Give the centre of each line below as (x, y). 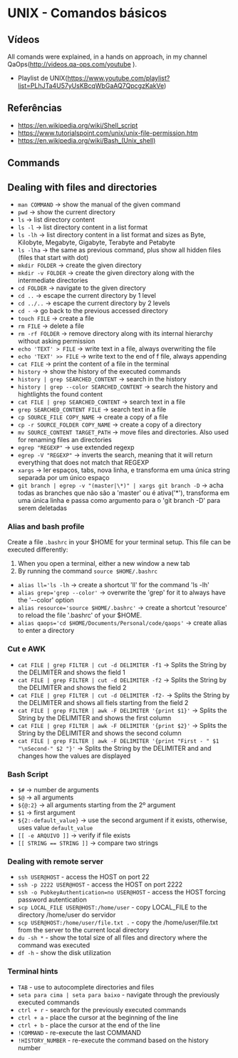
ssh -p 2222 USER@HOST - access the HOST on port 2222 (100, 884)
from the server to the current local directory (83, 930)
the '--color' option (46, 600)
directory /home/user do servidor (67, 915)
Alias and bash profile (46, 526)
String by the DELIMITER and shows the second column (99, 733)
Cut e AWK (27, 649)
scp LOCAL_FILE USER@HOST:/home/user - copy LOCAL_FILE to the (112, 907)
